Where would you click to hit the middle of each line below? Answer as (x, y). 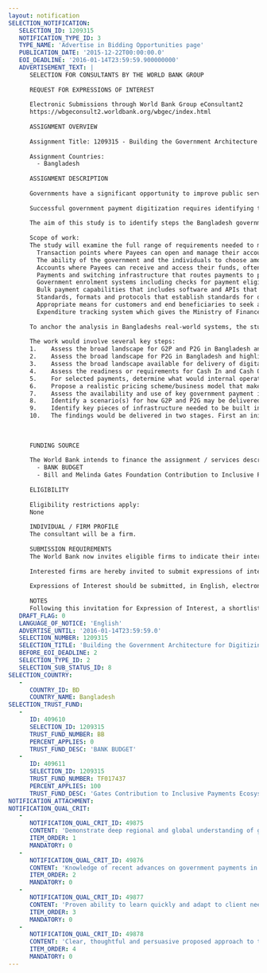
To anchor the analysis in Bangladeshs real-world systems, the (138, 327)
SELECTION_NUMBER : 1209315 (64, 638)
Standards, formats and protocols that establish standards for (145, 297)
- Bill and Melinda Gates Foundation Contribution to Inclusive (145, 475)
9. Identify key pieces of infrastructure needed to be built (139, 408)
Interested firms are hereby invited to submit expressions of (136, 571)
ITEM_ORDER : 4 (53, 949)
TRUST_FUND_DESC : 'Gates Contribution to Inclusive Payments (133, 794)
